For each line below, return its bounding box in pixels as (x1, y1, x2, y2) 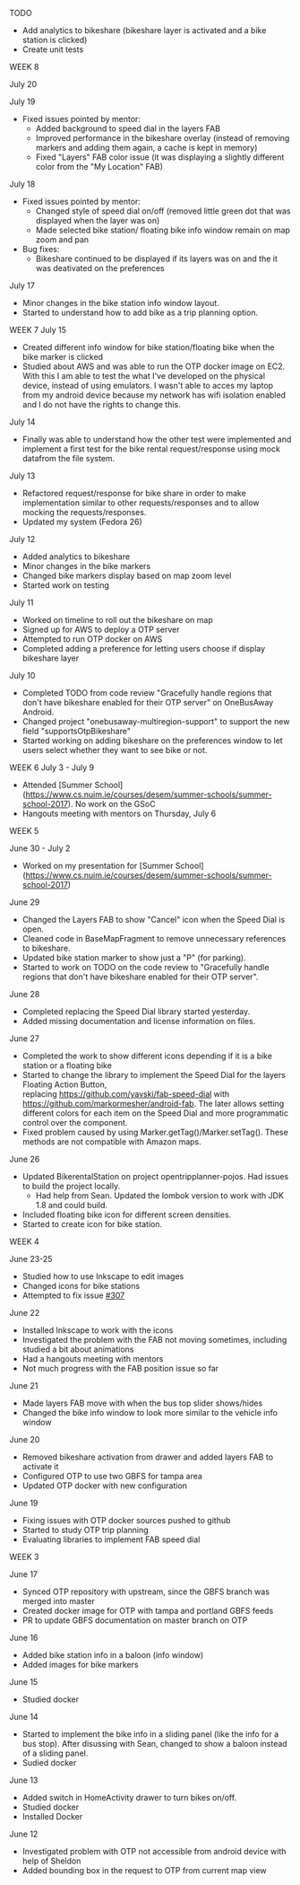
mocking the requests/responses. (21, 507, 147, 517)
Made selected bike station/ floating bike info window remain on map (35, 224, 291, 235)
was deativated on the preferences (35, 263, 166, 273)
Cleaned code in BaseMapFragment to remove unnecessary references (21, 934, 287, 943)
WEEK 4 (9, 1236, 40, 1247)
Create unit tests (21, 44, 84, 55)
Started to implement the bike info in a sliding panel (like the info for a (21, 1729, 279, 1740)
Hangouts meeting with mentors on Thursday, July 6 (21, 808, 217, 819)
